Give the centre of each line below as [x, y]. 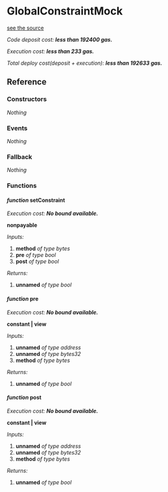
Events [17, 128]
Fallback [20, 157]
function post [24, 398]
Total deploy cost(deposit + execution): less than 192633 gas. [85, 63]
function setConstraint [36, 200]
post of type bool [37, 262]
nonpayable [22, 225]
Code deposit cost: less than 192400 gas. [60, 39]
